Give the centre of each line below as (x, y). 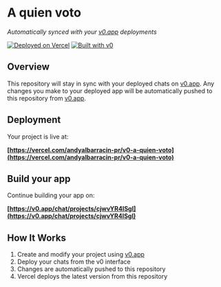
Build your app (39, 178)
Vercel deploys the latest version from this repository (92, 277)
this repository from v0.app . (46, 98)
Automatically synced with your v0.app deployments (82, 32)
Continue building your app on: (51, 195)
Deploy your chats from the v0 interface (74, 262)
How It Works (37, 238)
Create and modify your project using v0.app (81, 255)
